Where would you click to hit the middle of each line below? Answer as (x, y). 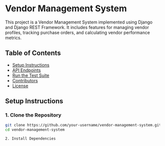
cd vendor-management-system (35, 130)
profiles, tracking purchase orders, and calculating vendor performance (78, 32)
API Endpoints (26, 70)
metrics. (14, 38)
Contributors (25, 80)
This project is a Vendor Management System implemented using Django (79, 22)
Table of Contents (33, 53)
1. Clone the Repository (33, 115)
